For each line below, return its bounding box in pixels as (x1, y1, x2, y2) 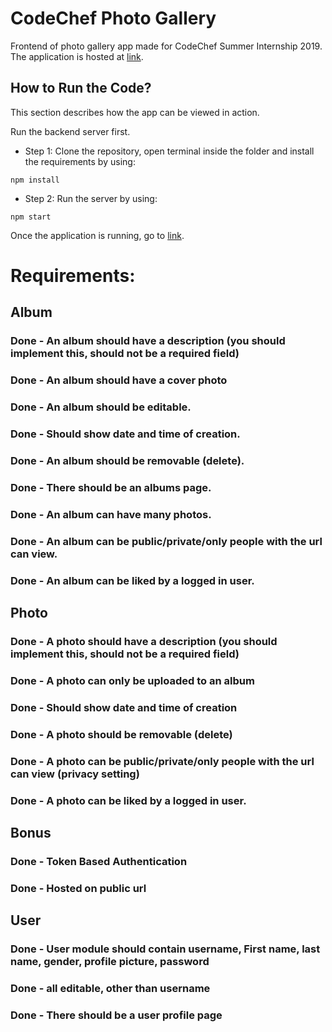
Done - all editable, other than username (10, 982, 211, 996)
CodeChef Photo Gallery (10, 7, 217, 30)
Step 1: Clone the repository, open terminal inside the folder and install (24, 145, 315, 157)
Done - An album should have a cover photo (10, 373, 228, 387)
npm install (10, 175, 60, 185)
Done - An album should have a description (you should (10, 334, 286, 348)
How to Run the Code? (10, 80, 152, 97)
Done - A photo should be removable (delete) (10, 727, 233, 741)
